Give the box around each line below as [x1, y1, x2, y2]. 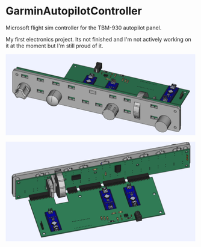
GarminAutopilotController [5, 4, 142, 18]
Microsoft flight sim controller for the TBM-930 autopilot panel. [5, 24, 162, 31]
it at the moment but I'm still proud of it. [5, 42, 104, 49]
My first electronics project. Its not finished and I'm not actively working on [5, 35, 192, 43]
